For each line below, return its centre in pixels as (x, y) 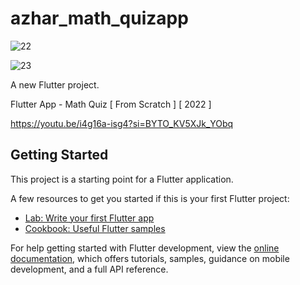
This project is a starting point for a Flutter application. (122, 179)
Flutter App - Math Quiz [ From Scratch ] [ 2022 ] (111, 104)
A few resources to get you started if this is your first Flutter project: (150, 198)
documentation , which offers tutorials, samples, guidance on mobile (150, 258)
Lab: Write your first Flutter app (89, 218)
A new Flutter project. (55, 84)
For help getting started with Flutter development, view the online (145, 248)
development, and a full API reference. (89, 269)
